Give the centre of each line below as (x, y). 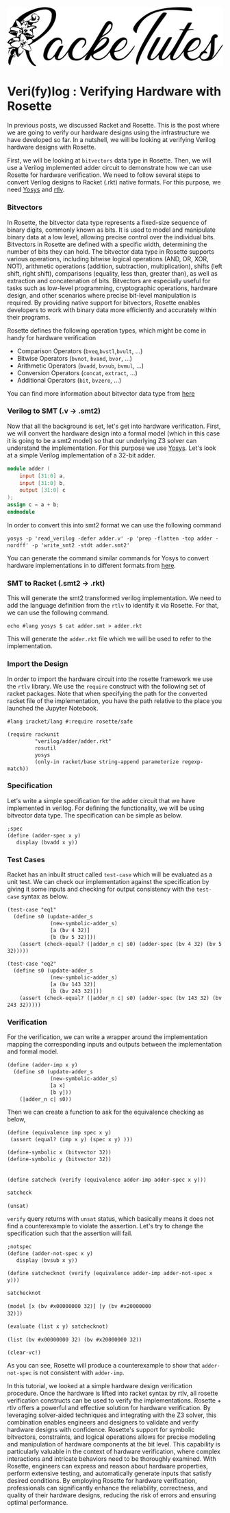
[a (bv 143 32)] (73, 985)
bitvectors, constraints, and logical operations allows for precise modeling (111, 1437)
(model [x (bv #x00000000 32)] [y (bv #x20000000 (79, 1307)
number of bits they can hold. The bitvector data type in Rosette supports (111, 251)
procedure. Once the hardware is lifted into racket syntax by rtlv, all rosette (113, 1393)
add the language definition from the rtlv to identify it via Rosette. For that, (113, 606)
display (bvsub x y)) (47, 1261)
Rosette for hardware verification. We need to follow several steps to (104, 175)
